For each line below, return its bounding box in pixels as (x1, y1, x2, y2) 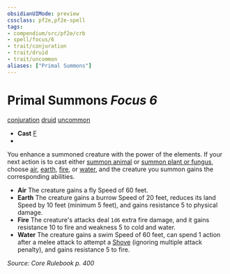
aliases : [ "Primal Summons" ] (7, 62, 92, 69)
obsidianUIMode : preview (7, 10, 79, 17)
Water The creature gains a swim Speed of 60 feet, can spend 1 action (17, 230, 221, 238)
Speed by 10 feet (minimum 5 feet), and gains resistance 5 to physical (17, 201, 218, 209)
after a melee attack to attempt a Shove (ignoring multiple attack (17, 238, 202, 246)
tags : (7, 23, 23, 30)
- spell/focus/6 (7, 36, 54, 43)
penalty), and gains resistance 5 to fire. (17, 245, 130, 254)
